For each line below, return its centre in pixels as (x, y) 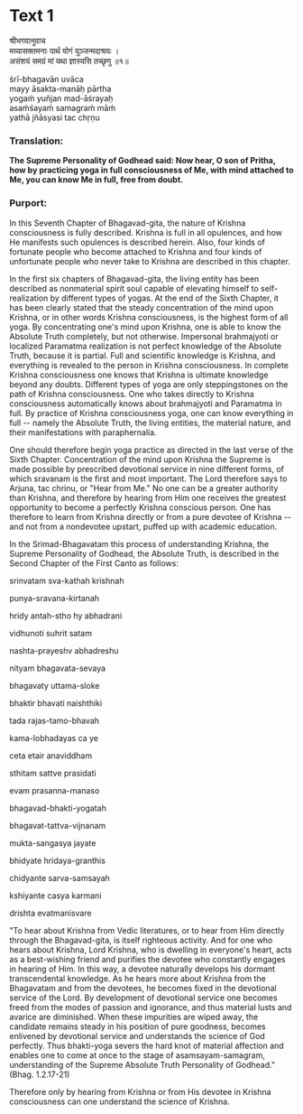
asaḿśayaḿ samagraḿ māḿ (62, 107)
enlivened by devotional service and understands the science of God (138, 1035)
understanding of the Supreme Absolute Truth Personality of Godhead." (142, 1064)
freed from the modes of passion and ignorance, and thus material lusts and (151, 1007)
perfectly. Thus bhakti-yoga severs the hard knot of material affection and (147, 1045)
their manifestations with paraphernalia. (83, 432)
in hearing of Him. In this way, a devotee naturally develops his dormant (142, 969)
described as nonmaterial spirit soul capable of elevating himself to (134, 288)
